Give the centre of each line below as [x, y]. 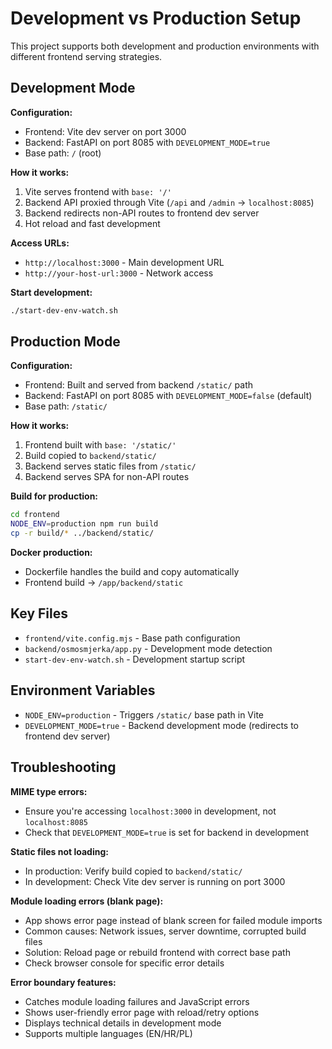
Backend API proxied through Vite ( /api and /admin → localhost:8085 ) [169, 202]
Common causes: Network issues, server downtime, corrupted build [165, 931]
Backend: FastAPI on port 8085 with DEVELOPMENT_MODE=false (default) [168, 396]
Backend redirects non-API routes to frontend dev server [142, 213]
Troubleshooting [63, 767]
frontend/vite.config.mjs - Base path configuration [132, 638]
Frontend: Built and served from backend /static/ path [139, 385]
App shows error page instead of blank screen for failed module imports [173, 920]
